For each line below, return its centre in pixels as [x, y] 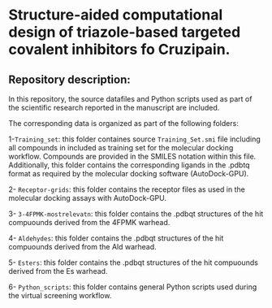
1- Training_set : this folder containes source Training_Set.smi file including [135, 139]
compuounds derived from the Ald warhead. [82, 247]
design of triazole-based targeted [125, 32]
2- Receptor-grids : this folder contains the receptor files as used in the [127, 189]
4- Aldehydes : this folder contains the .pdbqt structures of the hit [116, 238]
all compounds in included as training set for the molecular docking [121, 147]
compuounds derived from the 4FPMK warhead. [89, 222]
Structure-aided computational [116, 15]
